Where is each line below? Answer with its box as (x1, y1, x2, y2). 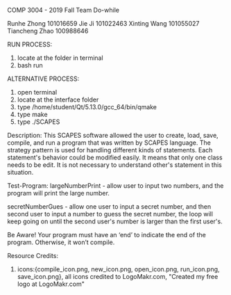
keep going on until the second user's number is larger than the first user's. (7, 217, 223, 225)
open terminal (17, 88, 58, 96)
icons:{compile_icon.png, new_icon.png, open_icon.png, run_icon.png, (17, 265, 220, 273)
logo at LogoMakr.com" (17, 280, 85, 288)
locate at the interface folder (17, 95, 99, 104)
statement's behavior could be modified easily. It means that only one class (7, 153, 223, 161)
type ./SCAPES (17, 118, 60, 126)
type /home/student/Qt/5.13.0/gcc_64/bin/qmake (17, 103, 157, 111)
